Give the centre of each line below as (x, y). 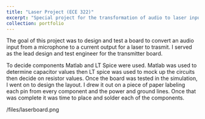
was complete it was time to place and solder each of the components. (95, 98)
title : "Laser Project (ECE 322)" (50, 12)
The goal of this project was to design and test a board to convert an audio (100, 41)
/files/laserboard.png (33, 110)
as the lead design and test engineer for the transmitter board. (85, 54)
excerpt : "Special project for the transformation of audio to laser (97, 18)
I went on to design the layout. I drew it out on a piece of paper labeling (96, 85)
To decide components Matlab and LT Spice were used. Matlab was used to (102, 65)
